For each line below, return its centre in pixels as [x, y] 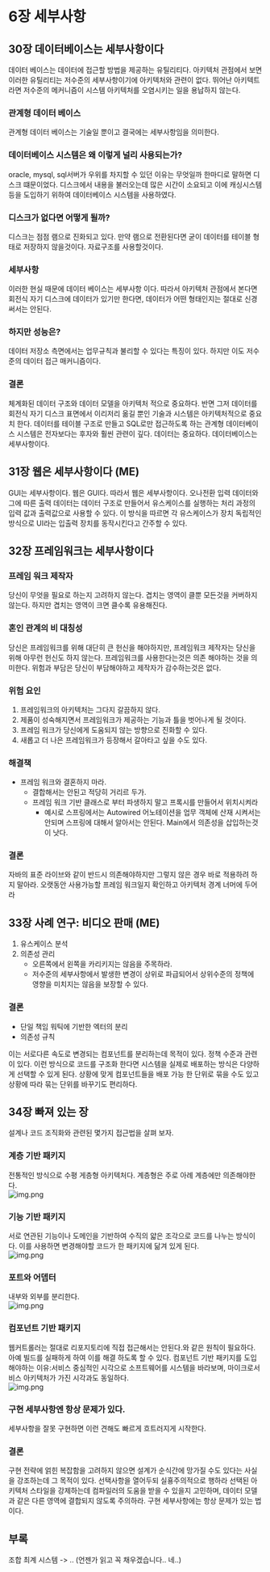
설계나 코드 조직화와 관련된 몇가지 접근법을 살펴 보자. [91, 1133]
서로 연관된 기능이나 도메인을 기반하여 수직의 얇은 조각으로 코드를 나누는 [121, 1236]
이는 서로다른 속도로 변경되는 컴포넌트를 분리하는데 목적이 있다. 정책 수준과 [126, 1054]
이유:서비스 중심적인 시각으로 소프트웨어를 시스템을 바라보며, [131, 1367]
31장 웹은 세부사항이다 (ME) [74, 472]
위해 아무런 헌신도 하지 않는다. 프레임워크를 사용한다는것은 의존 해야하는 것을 [129, 657]
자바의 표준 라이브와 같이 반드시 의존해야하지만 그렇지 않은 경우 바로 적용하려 [129, 875]
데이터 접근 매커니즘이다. [62, 361]
